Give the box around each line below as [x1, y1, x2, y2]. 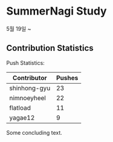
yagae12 [9, 113, 35, 122]
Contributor [12, 73, 47, 82]
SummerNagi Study [6, 4, 107, 18]
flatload [9, 103, 31, 112]
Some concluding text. [6, 129, 62, 136]
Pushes [56, 73, 79, 82]
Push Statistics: [6, 59, 45, 66]
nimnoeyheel [9, 93, 47, 102]
